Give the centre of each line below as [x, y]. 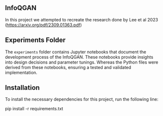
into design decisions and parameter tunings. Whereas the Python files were [82, 62]
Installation [22, 88]
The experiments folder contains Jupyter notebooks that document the [76, 52]
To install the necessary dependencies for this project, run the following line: [82, 99]
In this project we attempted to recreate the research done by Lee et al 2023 [81, 19]
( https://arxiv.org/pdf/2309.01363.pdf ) [44, 25]
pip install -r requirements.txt [34, 109]
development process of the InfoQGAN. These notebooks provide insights [79, 57]
